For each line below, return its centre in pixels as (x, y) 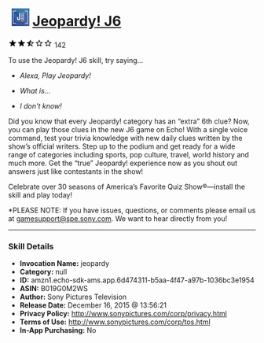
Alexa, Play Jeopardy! (55, 76)
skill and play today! (40, 195)
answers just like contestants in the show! (76, 171)
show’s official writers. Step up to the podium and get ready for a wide (122, 146)
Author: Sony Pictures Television (73, 297)
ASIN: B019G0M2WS (54, 289)
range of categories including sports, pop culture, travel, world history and (129, 154)
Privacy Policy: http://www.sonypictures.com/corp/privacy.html (123, 314)
